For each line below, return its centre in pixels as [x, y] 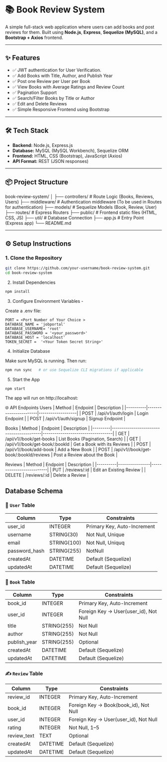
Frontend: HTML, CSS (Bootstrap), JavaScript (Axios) [67, 156]
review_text [21, 736]
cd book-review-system [29, 273]
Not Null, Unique [105, 535]
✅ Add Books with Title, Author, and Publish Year [62, 75]
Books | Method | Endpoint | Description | [47, 428]
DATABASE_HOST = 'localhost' [35, 337]
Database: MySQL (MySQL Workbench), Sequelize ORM [70, 150]
